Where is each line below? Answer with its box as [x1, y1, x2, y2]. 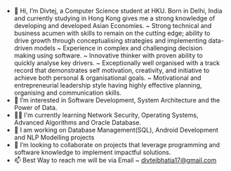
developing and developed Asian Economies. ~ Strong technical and [13, 22, 212, 29]
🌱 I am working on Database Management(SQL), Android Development [13, 126, 219, 134]
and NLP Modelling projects [13, 133, 95, 142]
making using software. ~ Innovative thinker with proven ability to [13, 51, 204, 60]
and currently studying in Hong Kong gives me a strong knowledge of [13, 14, 216, 22]
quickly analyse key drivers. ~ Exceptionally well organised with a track [13, 59, 220, 67]
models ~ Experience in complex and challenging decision [34, 44, 203, 52]
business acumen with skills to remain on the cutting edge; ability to [13, 29, 211, 37]
